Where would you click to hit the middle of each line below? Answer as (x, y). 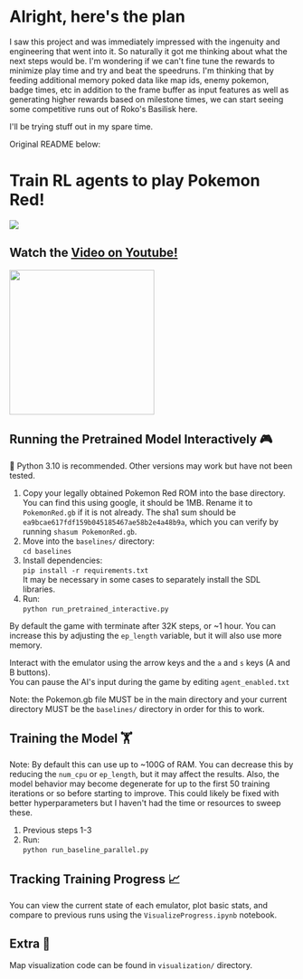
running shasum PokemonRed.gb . (80, 531)
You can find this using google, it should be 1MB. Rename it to (137, 502)
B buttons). (30, 672)
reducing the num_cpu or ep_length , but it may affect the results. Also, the (145, 775)
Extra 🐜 (30, 943)
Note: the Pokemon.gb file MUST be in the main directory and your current (148, 699)
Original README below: (55, 144)
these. (21, 813)
